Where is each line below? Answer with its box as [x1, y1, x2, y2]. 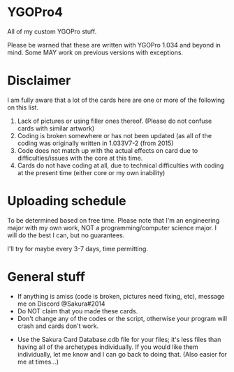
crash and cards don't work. [17, 322, 99, 330]
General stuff [7, 269, 85, 285]
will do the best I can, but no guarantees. [7, 231, 125, 239]
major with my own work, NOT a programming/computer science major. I [7, 223, 217, 232]
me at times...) [17, 357, 59, 366]
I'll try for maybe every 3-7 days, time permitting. [7, 244, 149, 253]
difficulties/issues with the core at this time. [17, 154, 143, 162]
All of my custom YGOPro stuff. [7, 27, 97, 36]
